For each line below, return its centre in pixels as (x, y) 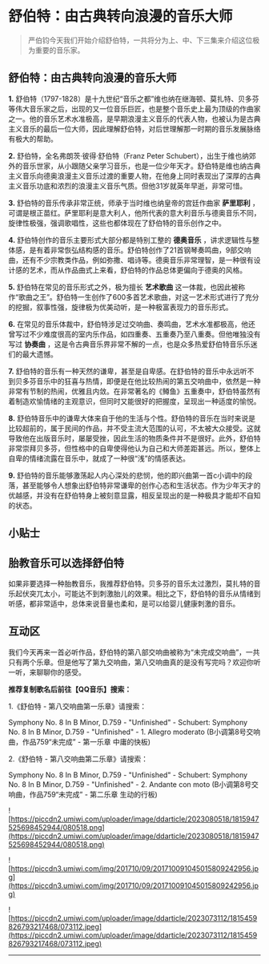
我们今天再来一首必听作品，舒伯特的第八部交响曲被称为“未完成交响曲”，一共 (134, 652)
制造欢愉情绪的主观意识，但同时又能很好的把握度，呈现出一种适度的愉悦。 (138, 401)
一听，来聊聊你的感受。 (47, 672)
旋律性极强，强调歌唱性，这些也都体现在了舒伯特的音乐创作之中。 (117, 223)
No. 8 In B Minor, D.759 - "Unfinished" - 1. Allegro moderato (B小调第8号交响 (134, 732)
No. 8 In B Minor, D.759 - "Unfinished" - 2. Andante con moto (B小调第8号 (130, 784)
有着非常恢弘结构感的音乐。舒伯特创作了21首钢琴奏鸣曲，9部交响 (143, 250)
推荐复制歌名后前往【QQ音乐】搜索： (70, 689)
